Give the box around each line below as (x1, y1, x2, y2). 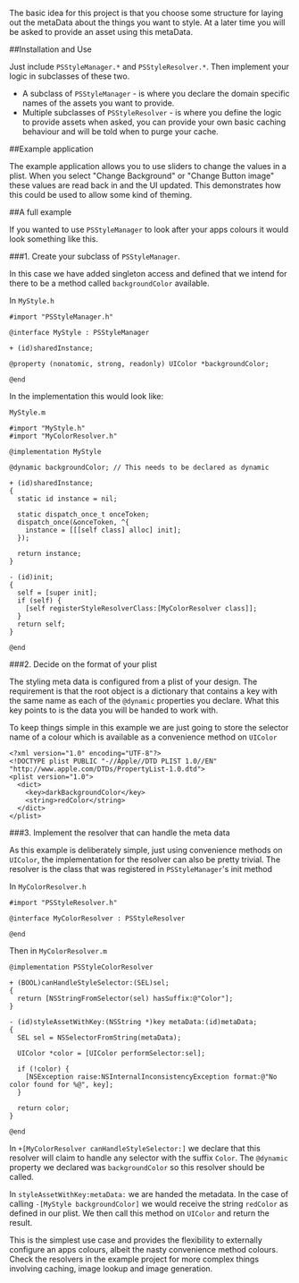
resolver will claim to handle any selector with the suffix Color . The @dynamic (9, 1152, 288, 1163)
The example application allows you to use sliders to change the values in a (9, 161, 287, 171)
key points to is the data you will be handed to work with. (9, 705, 219, 715)
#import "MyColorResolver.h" (9, 432, 118, 440)
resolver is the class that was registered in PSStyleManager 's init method (9, 864, 273, 874)
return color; (17, 1104, 70, 1113)
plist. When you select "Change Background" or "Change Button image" (9, 170, 275, 181)
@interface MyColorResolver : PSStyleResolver (9, 914, 186, 923)
